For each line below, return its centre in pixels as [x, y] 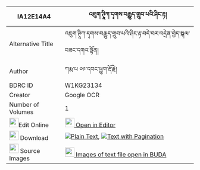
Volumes [21, 112]
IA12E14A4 [34, 16]
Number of [24, 105]
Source [30, 151]
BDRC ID [21, 85]
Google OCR [82, 95]
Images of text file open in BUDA [121, 155]
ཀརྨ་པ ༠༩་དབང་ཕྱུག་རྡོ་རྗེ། [91, 69]
